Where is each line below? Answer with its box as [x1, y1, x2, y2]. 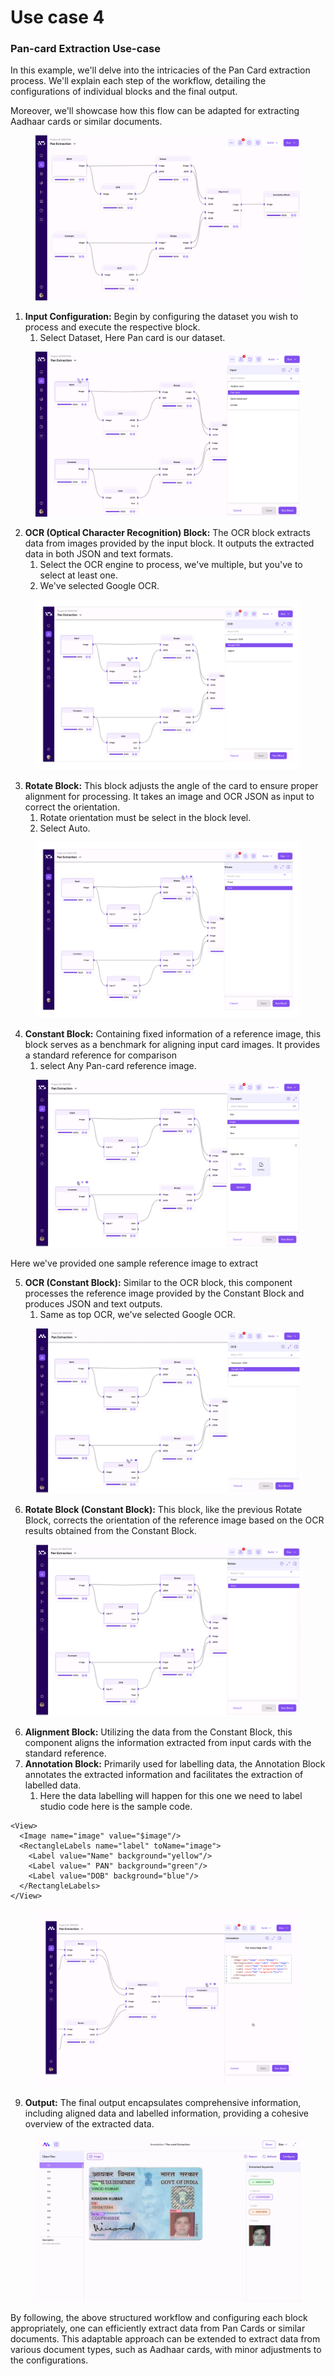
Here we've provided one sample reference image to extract [10, 1257, 259, 1270]
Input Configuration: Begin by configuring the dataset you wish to [24, 310, 299, 322]
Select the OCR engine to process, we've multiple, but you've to [39, 558, 303, 570]
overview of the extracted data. [24, 2118, 155, 2130]
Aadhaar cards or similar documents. [10, 116, 163, 128]
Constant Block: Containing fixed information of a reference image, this [24, 1028, 322, 1040]
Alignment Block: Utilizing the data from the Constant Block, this [24, 1726, 293, 1738]
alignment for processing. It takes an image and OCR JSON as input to [24, 791, 315, 803]
